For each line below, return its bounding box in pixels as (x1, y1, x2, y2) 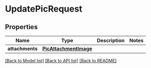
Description (96, 37, 125, 44)
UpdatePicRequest (5, 3, 83, 15)
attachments (7, 45, 38, 52)
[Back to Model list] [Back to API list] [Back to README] (5, 58, 117, 64)
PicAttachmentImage (42, 45, 93, 52)
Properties (5, 23, 38, 31)
